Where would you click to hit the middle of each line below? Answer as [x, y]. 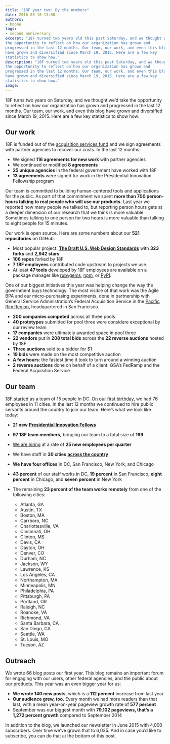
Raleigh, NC [32, 607]
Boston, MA [32, 515]
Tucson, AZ [32, 645]
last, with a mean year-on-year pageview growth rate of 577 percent [84, 704]
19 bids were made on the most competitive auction [67, 354]
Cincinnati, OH [35, 532]
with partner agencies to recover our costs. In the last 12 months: [73, 150]
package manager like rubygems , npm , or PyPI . [62, 275]
